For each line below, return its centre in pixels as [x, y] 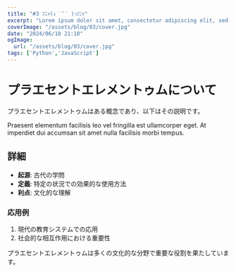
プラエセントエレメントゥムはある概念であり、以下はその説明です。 [106, 111]
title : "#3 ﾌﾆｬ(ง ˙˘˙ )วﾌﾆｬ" [48, 14]
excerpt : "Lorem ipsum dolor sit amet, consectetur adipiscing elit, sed [118, 20]
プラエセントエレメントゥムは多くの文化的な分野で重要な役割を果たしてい [115, 253]
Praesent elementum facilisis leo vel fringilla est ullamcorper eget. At [107, 125]
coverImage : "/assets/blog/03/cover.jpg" [69, 27]
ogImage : [20, 40]
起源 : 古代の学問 [41, 175]
